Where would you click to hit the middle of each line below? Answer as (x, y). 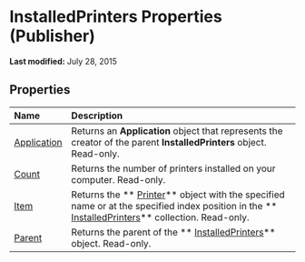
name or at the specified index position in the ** (174, 206)
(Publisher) (52, 36)
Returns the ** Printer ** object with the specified (178, 195)
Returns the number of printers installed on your (173, 168)
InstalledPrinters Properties (116, 17)
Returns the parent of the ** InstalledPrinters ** (173, 232)
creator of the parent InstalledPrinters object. (169, 142)
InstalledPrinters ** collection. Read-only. (160, 217)
